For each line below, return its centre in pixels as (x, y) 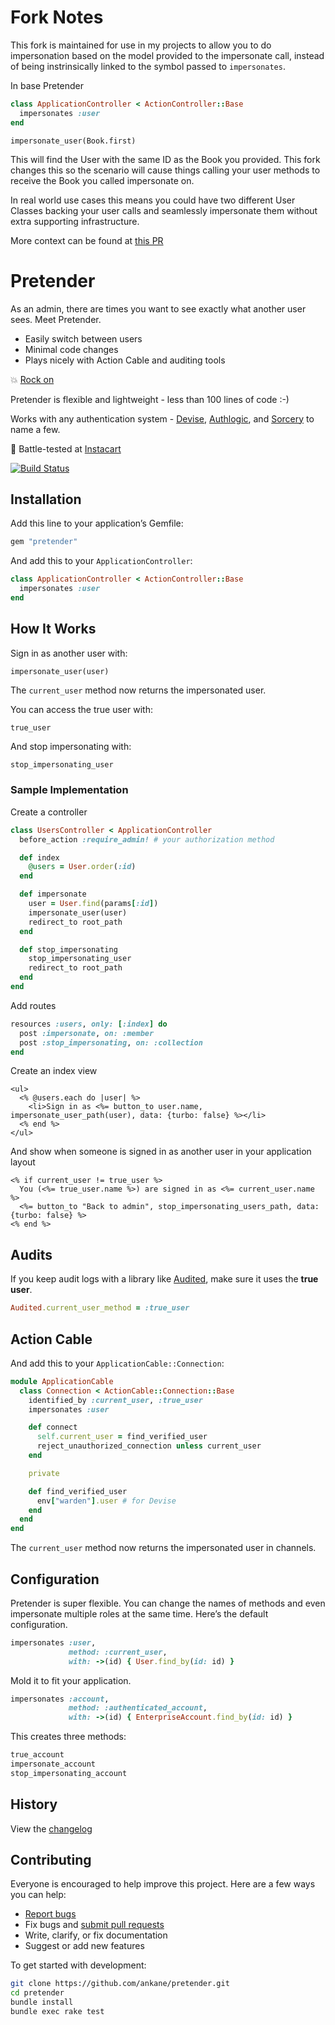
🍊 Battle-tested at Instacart (66, 448)
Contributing (51, 1860)
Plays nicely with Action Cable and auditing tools (125, 360)
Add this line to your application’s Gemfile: (97, 523)
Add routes (33, 1005)
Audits (31, 1254)
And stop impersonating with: (71, 746)
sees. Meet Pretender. (56, 319)
